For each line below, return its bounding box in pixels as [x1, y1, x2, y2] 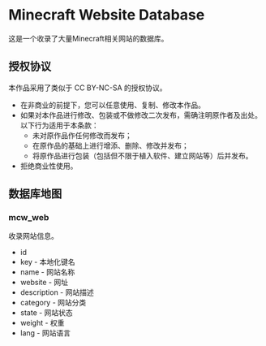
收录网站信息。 [8, 231, 58, 241]
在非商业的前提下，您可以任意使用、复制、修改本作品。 [19, 100, 205, 110]
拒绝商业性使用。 [19, 161, 78, 171]
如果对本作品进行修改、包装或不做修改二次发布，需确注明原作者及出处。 [19, 110, 262, 119]
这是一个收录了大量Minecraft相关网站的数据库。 [8, 33, 169, 43]
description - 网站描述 [19, 288, 95, 297]
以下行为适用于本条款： [19, 120, 99, 130]
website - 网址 [19, 278, 69, 288]
